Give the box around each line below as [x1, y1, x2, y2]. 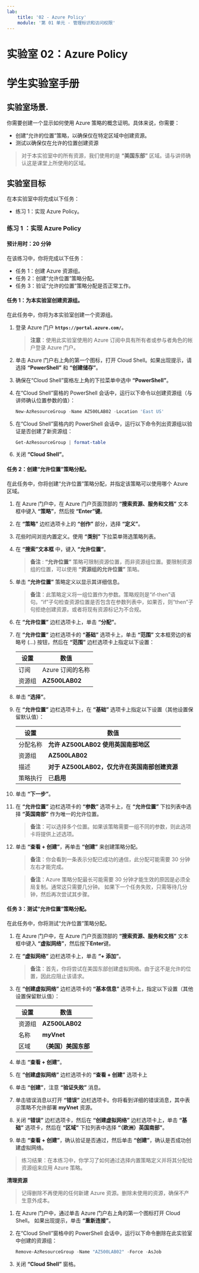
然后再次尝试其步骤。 [40, 890, 93, 897]
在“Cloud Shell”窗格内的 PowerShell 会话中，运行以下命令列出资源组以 [15, 420, 187, 427]
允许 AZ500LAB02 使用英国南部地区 [47, 740, 150, 749]
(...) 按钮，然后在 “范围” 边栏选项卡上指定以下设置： [27, 638, 155, 646]
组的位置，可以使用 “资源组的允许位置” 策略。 [30, 565, 143, 573]
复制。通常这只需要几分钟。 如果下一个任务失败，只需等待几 [35, 883, 182, 890]
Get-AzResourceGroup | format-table [15, 439, 106, 445]
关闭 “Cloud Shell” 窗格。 [15, 1260, 79, 1268]
